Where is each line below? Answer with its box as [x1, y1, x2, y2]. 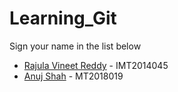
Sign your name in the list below [9, 40, 142, 52]
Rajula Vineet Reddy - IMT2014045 [23, 59, 169, 71]
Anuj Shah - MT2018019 [23, 70, 124, 82]
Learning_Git [9, 7, 117, 30]
